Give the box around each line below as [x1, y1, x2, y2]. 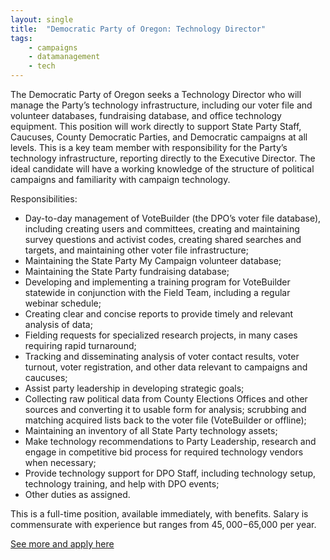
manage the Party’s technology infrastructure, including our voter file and [10, 99, 313, 111]
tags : [10, 33, 33, 43]
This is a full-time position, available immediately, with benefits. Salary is [10, 508, 309, 520]
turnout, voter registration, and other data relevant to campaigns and [24, 361, 308, 373]
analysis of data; [24, 319, 93, 330]
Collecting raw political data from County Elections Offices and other [24, 393, 308, 405]
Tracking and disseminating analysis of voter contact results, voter [24, 351, 300, 362]
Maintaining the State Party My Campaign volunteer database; [24, 255, 282, 266]
